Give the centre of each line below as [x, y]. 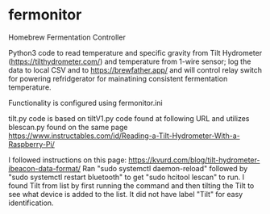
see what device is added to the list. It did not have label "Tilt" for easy [126, 194]
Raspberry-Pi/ [31, 144]
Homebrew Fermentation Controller [67, 37]
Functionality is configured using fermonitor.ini [85, 103]
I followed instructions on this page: [68, 160]
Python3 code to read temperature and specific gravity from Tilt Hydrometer [135, 52]
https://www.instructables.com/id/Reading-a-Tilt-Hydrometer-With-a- [124, 136]
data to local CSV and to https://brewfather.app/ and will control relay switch [135, 69]
